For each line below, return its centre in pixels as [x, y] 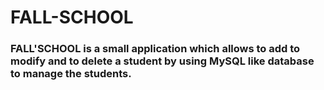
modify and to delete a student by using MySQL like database [162, 61]
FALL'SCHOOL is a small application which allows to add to [155, 49]
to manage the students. [71, 74]
